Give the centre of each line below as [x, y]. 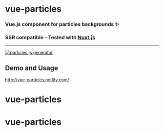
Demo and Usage [32, 68]
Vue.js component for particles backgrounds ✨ [62, 24]
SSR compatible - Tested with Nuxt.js [50, 38]
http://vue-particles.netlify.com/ [37, 80]
